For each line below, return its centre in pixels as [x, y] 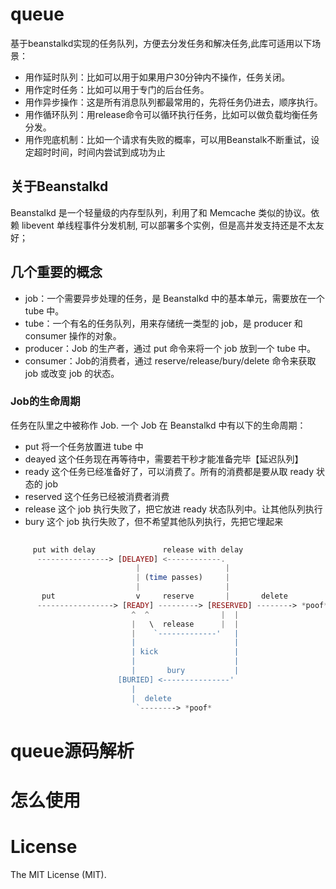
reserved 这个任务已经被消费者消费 [97, 496]
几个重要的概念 [56, 272]
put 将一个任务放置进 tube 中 [84, 446]
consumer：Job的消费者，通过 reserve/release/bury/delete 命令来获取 [170, 360]
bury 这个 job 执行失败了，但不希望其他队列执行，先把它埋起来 [154, 521]
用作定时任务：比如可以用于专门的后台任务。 [117, 89]
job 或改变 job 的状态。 [72, 373]
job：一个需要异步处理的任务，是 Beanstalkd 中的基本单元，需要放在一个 [174, 298]
